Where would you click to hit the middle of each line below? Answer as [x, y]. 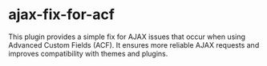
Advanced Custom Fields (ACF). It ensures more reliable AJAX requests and [134, 45]
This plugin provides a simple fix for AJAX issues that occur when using [127, 37]
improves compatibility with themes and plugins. [88, 53]
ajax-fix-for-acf [61, 15]
